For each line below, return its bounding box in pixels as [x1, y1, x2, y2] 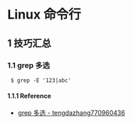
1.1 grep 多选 [7, 60, 50, 70]
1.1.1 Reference [7, 92, 52, 100]
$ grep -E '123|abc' [10, 76, 72, 84]
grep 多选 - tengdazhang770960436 [17, 108, 126, 118]
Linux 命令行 [7, 6, 82, 23]
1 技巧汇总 [7, 37, 52, 49]
